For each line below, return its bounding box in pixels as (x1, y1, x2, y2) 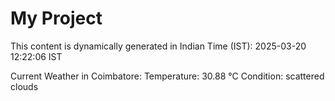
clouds (10, 80, 39, 92)
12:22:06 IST (10, 50, 63, 62)
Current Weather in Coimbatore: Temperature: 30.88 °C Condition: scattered (10, 70, 325, 82)
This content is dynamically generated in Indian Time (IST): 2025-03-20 (10, 40, 307, 52)
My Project (10, 7, 103, 30)
